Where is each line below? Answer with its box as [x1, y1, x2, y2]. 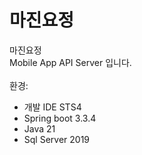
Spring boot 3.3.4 [23, 112, 97, 124]
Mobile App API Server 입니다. [9, 56, 132, 68]
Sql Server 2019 [23, 133, 91, 145]
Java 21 [23, 122, 56, 135]
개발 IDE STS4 [23, 101, 82, 113]
